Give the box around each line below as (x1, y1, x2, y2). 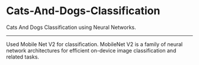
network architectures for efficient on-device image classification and (6, 47, 176, 54)
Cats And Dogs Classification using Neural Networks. (6, 24, 136, 31)
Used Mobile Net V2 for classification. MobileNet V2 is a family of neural (6, 40, 183, 48)
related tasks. (6, 53, 40, 60)
